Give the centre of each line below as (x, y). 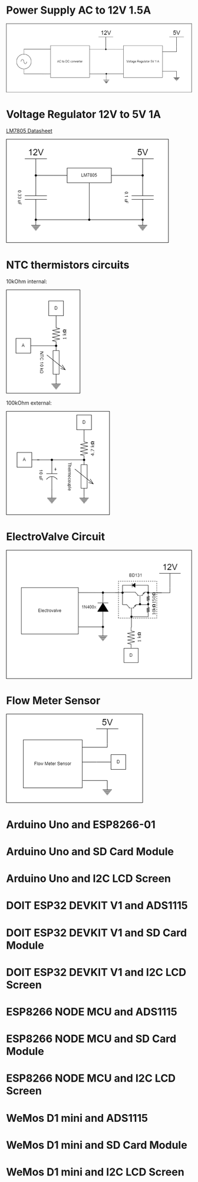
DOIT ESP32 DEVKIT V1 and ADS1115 (97, 906)
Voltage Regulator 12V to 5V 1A (83, 114)
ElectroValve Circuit (55, 537)
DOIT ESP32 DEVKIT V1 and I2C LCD (96, 972)
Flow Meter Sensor (53, 700)
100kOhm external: (29, 403)
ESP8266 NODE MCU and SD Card (91, 1039)
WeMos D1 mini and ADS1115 (77, 1118)
